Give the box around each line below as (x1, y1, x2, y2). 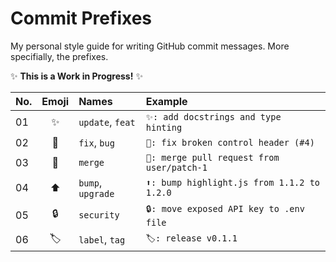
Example (145, 94, 188, 108)
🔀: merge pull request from (145, 152, 280, 163)
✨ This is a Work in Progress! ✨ (10, 70, 143, 82)
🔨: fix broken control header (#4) (145, 137, 315, 148)
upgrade (78, 188, 115, 199)
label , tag (78, 233, 126, 247)
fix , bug (78, 135, 115, 149)
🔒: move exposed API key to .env (145, 203, 305, 214)
